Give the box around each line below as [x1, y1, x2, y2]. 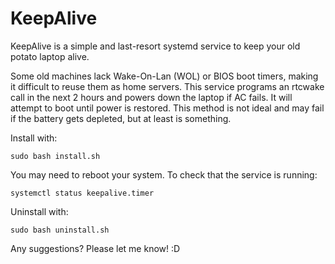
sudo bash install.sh [10, 151, 101, 161]
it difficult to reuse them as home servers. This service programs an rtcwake [10, 80, 325, 92]
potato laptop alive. [10, 50, 90, 62]
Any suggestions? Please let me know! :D [10, 242, 181, 254]
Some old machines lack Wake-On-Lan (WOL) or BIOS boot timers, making [10, 70, 319, 82]
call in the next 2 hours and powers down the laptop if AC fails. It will [10, 91, 293, 103]
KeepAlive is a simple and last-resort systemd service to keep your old [10, 40, 301, 52]
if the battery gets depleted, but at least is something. [10, 112, 232, 124]
